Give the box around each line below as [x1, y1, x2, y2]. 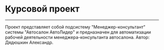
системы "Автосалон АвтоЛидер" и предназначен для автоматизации [5, 29, 151, 35]
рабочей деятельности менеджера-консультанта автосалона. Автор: [5, 34, 150, 40]
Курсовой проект [5, 3, 80, 15]
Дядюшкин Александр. [5, 39, 54, 45]
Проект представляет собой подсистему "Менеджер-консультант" [5, 24, 145, 30]
